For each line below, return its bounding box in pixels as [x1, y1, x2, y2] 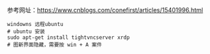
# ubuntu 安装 [7, 28, 46, 35]
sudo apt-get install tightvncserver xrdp [7, 34, 130, 41]
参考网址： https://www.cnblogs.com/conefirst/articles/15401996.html [7, 6, 203, 14]
